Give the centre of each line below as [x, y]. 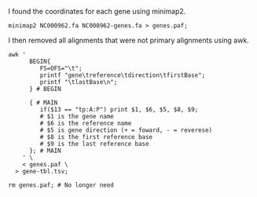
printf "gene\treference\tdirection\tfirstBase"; [123, 75]
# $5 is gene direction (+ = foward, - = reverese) [126, 130]
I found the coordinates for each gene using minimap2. [97, 11]
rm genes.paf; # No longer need [61, 185]
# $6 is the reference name [86, 123]
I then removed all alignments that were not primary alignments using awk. [128, 40]
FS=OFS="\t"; [61, 68]
